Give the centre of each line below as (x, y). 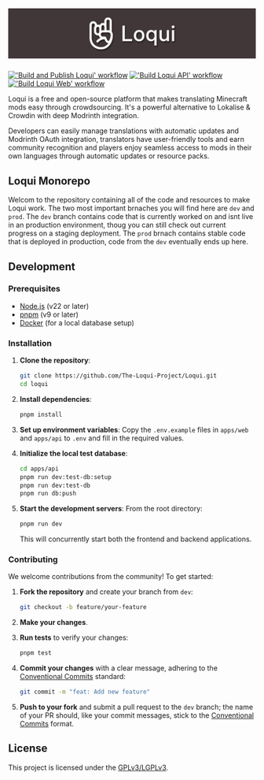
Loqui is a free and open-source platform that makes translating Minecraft (128, 99)
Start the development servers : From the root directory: (111, 509)
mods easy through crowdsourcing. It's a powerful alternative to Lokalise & (130, 107)
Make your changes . (53, 622)
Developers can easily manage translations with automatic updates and (124, 131)
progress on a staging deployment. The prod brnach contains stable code (127, 233)
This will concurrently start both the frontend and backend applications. (136, 539)
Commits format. (47, 724)
